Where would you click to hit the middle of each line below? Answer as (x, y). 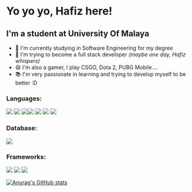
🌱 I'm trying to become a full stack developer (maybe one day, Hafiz (100, 55)
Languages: (24, 98)
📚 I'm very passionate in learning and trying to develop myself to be (101, 74)
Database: (22, 128)
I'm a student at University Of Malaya (78, 34)
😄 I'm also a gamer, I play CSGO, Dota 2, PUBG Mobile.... (87, 67)
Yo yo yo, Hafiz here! (59, 11)
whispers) (28, 61)
